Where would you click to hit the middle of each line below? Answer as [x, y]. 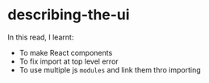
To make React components [66, 52]
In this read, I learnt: [41, 37]
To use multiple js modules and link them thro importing [110, 69]
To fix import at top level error [69, 61]
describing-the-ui [69, 15]
